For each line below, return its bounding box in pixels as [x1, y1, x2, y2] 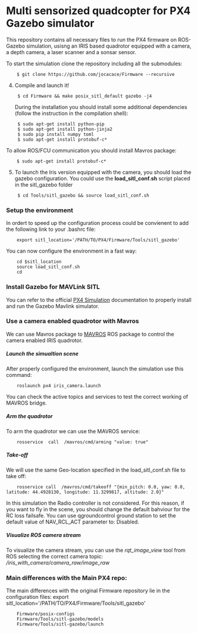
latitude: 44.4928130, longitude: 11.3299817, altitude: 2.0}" [6, 489, 165, 495]
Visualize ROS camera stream [6, 532, 81, 539]
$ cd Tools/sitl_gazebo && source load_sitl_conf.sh [17, 193, 149, 198]
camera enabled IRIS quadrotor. [6, 337, 83, 344]
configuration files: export [6, 594, 69, 600]
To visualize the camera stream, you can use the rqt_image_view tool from [6, 546, 186, 554]
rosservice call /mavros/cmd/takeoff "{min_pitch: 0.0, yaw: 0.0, [16, 484, 185, 490]
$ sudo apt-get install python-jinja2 [17, 126, 113, 132]
